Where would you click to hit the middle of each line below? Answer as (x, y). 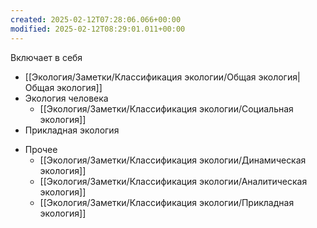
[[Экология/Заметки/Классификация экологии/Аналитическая (173, 181)
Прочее (41, 149)
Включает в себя (46, 57)
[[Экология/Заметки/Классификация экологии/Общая (140, 77)
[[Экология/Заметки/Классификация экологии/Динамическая (173, 160)
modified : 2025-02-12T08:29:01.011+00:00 (98, 29)
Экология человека (66, 98)
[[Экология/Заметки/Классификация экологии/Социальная (166, 108)
